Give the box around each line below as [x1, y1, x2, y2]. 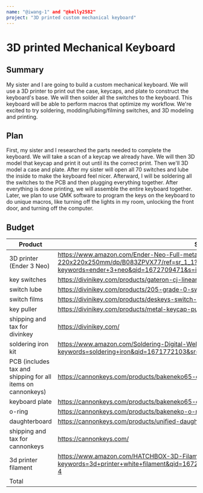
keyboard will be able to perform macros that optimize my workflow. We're [6, 100, 192, 107]
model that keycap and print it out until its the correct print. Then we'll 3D [6, 159, 188, 167]
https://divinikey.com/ [57, 323, 120, 331]
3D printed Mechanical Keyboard [6, 41, 176, 55]
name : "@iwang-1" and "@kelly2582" [6, 8, 96, 15]
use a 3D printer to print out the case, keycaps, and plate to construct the [6, 87, 189, 95]
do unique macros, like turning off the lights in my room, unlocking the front [6, 198, 195, 206]
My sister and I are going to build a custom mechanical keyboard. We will [6, 81, 188, 88]
